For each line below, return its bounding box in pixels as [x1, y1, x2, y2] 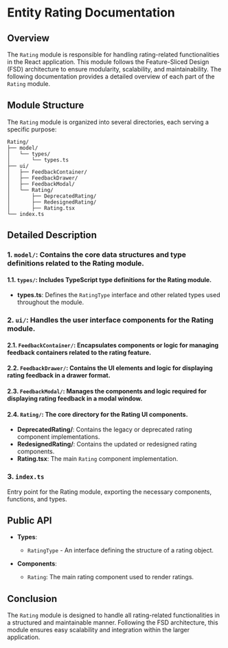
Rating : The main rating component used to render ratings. [27, 573, 194, 581]
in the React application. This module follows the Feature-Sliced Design [7, 58, 209, 66]
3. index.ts [7, 472, 45, 482]
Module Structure [7, 100, 84, 111]
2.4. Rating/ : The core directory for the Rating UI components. [7, 410, 188, 418]
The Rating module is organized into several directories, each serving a [7, 118, 209, 126]
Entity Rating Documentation [7, 5, 175, 21]
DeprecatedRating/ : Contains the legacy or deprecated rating [16, 425, 192, 434]
